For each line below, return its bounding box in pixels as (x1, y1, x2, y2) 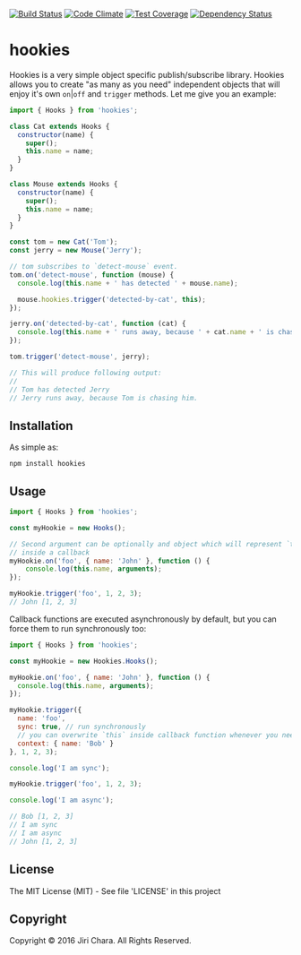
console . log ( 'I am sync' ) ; (9, 763, 110, 772)
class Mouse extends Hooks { (9, 180, 118, 189)
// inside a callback (9, 547, 90, 557)
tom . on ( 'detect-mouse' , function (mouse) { (9, 270, 175, 280)
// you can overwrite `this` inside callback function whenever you (17, 730, 279, 739)
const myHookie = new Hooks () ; (9, 523, 126, 532)
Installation (9, 417, 73, 434)
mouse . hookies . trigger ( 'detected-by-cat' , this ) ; (17, 295, 206, 304)
